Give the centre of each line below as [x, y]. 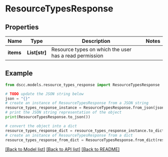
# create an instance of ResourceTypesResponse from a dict [69, 135]
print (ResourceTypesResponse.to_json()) [48, 117]
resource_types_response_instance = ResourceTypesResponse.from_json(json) [86, 108]
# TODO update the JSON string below [44, 94]
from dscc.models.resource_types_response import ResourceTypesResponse [82, 85]
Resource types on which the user [91, 49]
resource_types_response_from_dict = [44, 140]
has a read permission [77, 56]
